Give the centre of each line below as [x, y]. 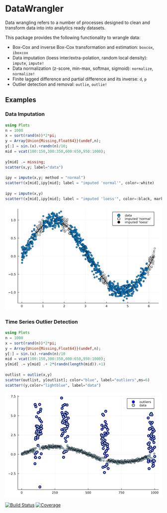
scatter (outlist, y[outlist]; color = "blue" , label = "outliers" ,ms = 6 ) [78, 380]
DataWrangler [34, 9]
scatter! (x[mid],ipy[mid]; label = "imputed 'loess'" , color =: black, [79, 199]
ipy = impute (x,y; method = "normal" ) [45, 178]
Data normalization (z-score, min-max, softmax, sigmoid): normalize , [83, 68]
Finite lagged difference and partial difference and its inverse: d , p [79, 79]
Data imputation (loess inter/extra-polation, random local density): [80, 57]
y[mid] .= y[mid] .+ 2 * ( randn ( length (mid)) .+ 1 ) [55, 364]
